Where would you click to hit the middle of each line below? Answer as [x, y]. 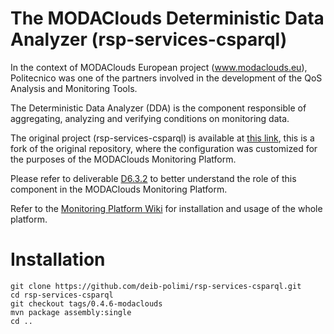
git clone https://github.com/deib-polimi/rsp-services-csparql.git [156, 286]
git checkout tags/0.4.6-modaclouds [86, 303]
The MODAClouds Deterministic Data [167, 18]
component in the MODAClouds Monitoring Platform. [119, 189]
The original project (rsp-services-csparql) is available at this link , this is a [162, 138]
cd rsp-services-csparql [62, 295]
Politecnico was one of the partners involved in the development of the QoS [166, 78]
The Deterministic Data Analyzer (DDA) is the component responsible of [158, 108]
